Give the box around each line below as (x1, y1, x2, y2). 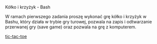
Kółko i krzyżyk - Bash (5, 4, 51, 10)
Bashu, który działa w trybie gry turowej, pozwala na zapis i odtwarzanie (5, 19, 152, 24)
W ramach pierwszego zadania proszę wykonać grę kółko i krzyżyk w (5, 14, 147, 19)
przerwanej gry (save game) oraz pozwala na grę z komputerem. (5, 24, 137, 30)
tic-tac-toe (5, 34, 27, 39)
